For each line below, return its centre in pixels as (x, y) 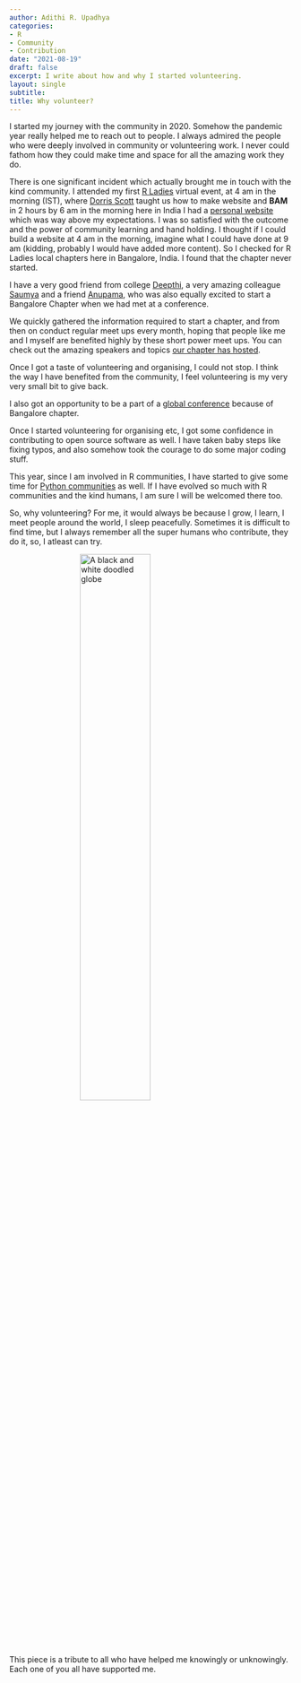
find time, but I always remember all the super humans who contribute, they (149, 532)
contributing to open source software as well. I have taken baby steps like (145, 440)
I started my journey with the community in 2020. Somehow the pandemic (146, 126)
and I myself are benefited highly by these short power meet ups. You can (146, 341)
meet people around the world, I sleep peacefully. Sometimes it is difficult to (150, 523)
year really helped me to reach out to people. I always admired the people (145, 136)
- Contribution (38, 51)
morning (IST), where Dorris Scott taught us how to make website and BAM (149, 201)
